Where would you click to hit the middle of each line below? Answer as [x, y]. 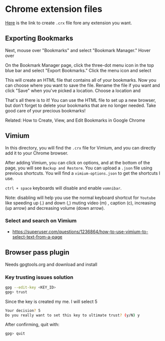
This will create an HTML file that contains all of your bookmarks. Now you [81, 80]
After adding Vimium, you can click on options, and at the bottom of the [78, 162]
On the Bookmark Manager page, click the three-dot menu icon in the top [80, 65]
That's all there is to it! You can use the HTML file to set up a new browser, [81, 100]
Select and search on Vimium [41, 221]
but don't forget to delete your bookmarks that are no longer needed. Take [81, 105]
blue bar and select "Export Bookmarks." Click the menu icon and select [78, 70]
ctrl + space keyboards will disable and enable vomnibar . [64, 188]
